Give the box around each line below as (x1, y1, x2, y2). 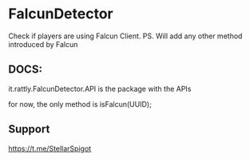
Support (8, 123, 50, 136)
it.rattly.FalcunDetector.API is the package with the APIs (8, 84, 192, 93)
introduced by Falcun (8, 39, 78, 49)
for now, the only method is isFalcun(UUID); (8, 99, 152, 108)
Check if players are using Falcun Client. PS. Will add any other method (8, 31, 243, 41)
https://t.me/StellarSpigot (8, 143, 92, 153)
